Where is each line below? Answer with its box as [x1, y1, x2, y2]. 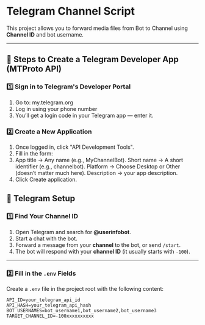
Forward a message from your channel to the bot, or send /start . [15, 241, 181, 248]
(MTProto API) [6, 64, 62, 74]
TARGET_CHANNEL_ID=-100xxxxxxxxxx [6, 313, 95, 319]
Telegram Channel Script [6, 4, 135, 18]
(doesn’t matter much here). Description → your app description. [15, 169, 178, 176]
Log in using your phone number [15, 105, 98, 112]
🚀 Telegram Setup [6, 193, 75, 204]
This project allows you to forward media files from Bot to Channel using [6, 24, 188, 32]
